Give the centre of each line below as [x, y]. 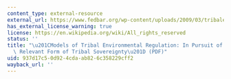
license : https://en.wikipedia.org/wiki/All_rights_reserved [97, 33]
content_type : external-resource [55, 13]
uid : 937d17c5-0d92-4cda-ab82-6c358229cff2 [70, 58]
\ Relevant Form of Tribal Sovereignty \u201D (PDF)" [90, 52]
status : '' [23, 39]
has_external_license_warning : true [59, 26]
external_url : [27, 20]
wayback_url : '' [30, 65]
